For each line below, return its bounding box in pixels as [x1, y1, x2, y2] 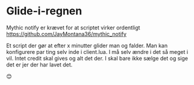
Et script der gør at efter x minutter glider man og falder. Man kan [6, 42, 167, 49]
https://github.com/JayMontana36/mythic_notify [6, 30, 127, 37]
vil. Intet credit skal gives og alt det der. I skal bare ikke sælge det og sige [6, 54, 189, 62]
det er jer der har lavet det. [6, 61, 73, 68]
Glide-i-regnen [6, 4, 83, 18]
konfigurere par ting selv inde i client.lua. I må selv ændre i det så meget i [6, 48, 189, 55]
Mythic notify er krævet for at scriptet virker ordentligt [6, 24, 140, 31]
